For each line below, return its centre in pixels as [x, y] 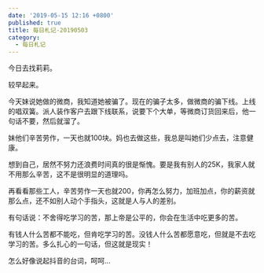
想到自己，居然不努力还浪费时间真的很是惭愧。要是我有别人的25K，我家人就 [132, 164]
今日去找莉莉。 [32, 68]
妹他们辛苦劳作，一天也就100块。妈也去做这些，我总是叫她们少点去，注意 [128, 138]
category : [24, 37]
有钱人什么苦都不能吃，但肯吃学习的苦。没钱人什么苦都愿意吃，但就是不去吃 [132, 234]
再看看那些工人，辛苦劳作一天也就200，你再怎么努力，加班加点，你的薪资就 [132, 191]
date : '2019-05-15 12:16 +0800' [61, 15]
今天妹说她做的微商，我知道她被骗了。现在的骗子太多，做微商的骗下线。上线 [132, 101]
